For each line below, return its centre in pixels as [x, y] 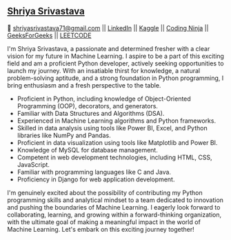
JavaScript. [33, 164]
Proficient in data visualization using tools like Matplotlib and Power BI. [117, 142]
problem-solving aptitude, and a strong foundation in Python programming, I [115, 78]
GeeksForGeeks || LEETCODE [49, 35]
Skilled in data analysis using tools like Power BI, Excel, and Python [112, 128]
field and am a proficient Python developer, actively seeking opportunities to [115, 63]
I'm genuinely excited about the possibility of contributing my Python [105, 192]
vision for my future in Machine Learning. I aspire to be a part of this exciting [115, 56]
